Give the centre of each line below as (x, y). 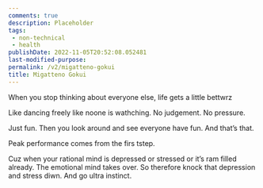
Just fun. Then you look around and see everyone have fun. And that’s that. (131, 128)
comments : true (33, 15)
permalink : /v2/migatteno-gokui (61, 67)
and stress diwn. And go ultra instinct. (70, 175)
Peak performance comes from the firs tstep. (82, 143)
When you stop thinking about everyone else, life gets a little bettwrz (120, 97)
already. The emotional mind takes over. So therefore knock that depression (132, 167)
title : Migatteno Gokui (48, 75)
